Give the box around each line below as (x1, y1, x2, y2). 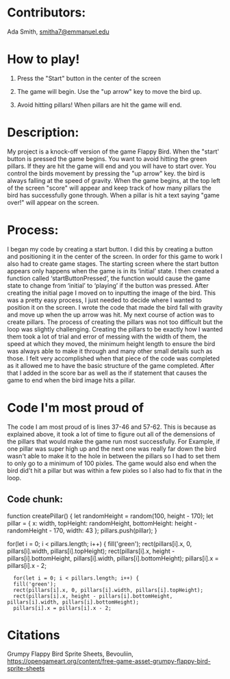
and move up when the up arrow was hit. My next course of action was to (7, 310, 215, 319)
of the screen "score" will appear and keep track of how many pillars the (7, 184, 212, 192)
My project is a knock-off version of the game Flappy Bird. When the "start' (7, 147, 220, 156)
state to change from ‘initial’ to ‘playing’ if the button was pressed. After (7, 281, 209, 289)
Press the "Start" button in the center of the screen (16, 74, 161, 82)
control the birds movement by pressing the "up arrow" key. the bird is (7, 169, 205, 177)
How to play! (7, 51, 80, 67)
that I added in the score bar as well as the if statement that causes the (7, 369, 207, 377)
